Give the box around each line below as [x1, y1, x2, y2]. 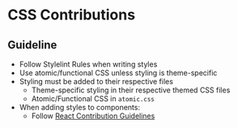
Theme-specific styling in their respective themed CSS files [31, 85, 231, 95]
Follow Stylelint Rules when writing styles [19, 59, 158, 69]
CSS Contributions [7, 6, 135, 24]
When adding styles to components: [19, 103, 141, 112]
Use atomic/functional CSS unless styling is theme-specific [19, 68, 218, 78]
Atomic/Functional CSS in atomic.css [31, 94, 155, 103]
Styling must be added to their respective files [19, 77, 173, 86]
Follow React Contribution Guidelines [31, 111, 155, 121]
